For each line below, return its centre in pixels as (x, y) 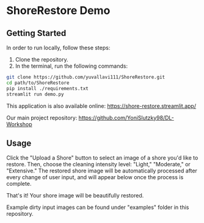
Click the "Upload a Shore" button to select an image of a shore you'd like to (102, 158)
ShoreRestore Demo (58, 11)
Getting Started (36, 33)
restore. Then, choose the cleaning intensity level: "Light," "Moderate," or (98, 165)
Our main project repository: (42, 118)
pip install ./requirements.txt (47, 88)
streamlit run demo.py (35, 94)
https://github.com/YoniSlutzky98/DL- (126, 118)
